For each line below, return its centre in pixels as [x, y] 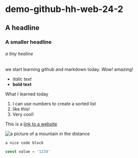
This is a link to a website [31, 124]
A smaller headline [28, 42]
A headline [22, 28]
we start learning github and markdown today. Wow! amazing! [69, 69]
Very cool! [23, 114]
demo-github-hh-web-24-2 [64, 9]
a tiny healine [19, 54]
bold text [22, 84]
